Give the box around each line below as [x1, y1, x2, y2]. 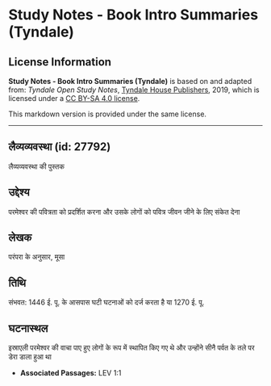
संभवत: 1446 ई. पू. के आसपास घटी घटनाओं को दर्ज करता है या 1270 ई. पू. [8, 297, 205, 308]
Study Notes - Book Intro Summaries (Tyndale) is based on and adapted [8, 77, 252, 86]
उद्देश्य [8, 186, 30, 199]
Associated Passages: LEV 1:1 [19, 368, 122, 378]
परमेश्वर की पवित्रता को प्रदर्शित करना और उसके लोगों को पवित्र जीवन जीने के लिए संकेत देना [8, 207, 240, 216]
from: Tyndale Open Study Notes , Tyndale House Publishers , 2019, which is [8, 85, 260, 94]
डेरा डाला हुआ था [8, 352, 52, 362]
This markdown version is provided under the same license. [8, 109, 207, 119]
